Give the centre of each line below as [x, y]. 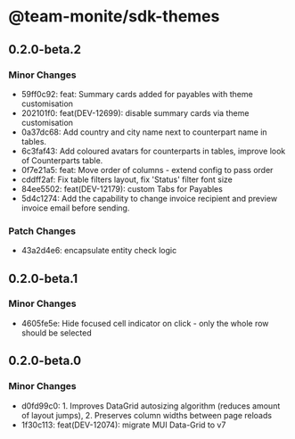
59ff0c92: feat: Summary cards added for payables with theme [137, 94]
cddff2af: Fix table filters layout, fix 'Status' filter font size [127, 179]
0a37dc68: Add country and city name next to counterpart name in [144, 132]
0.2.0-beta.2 [45, 50]
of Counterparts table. [62, 160]
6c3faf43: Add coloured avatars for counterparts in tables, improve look [153, 151]
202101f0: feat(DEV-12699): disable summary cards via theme [135, 112]
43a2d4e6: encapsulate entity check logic [99, 251]
